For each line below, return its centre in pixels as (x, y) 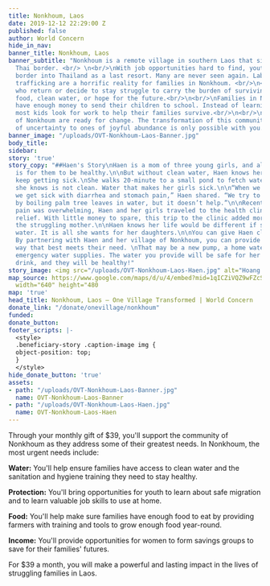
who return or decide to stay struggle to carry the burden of (123, 91)
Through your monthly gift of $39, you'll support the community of (119, 435)
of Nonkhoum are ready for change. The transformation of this (123, 121)
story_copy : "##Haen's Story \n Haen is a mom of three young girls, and (131, 166)
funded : (21, 315)
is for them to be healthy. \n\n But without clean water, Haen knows (133, 173)
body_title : (28, 143)
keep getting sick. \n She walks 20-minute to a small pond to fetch (131, 181)
